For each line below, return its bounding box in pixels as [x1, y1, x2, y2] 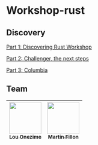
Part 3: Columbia [6, 67, 48, 74]
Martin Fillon [47, 133, 79, 140]
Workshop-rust [6, 4, 85, 17]
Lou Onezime [9, 133, 42, 140]
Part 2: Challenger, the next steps [6, 55, 89, 62]
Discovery [6, 28, 46, 38]
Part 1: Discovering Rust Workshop [6, 43, 92, 50]
